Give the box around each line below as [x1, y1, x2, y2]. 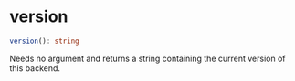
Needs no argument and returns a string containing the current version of [9, 53, 286, 64]
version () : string [9, 36, 79, 46]
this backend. [9, 62, 61, 74]
